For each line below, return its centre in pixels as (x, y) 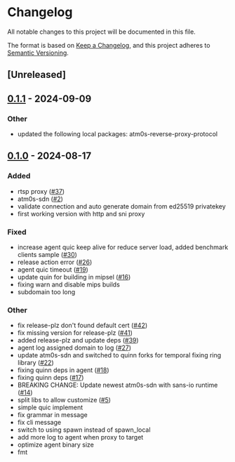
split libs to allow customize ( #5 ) (64, 400)
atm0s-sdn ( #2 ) (40, 199)
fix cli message (39, 423)
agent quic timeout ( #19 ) (53, 270)
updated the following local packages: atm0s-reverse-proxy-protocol (117, 134)
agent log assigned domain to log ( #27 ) (74, 348)
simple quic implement (50, 407)
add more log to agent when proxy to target (80, 437)
